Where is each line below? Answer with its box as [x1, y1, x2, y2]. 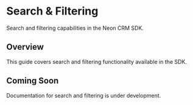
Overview [6, 42, 44, 52]
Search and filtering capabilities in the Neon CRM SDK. [6, 24, 144, 32]
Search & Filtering [6, 4, 99, 18]
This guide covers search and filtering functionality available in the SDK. [6, 58, 188, 65]
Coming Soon [6, 76, 59, 86]
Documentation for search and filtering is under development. [6, 92, 161, 99]
